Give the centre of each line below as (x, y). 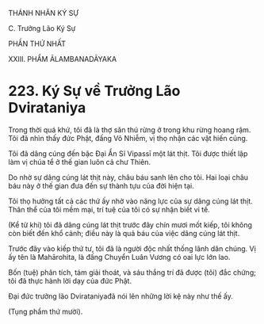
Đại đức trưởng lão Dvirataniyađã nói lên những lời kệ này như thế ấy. (121, 296)
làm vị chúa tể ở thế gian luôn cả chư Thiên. (80, 162)
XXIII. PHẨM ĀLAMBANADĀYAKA (63, 59)
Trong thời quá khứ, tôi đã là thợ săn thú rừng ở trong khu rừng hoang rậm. (130, 130)
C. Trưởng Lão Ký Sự (42, 28)
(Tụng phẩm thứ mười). (46, 311)
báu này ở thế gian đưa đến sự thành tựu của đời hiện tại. (101, 185)
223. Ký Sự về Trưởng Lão (94, 91)
